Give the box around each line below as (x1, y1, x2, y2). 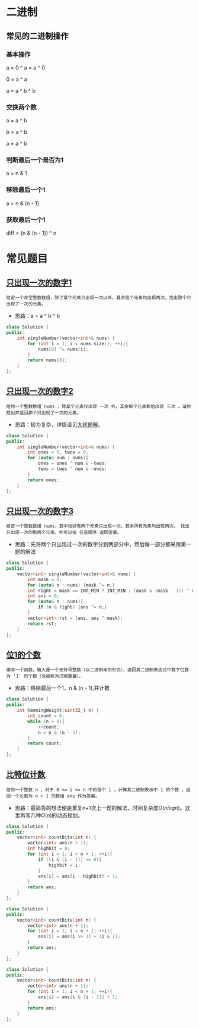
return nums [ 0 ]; (27, 357, 68, 363)
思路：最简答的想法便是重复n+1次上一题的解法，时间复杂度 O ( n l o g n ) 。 (14, 804, 185, 811)
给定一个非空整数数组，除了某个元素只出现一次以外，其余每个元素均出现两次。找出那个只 (6, 295, 191, 301)
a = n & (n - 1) (6, 200, 40, 207)
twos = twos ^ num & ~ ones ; (37, 466, 108, 472)
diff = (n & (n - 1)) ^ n (6, 229, 57, 236)
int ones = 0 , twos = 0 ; (27, 449, 89, 455)
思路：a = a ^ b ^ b (14, 313, 60, 320)
